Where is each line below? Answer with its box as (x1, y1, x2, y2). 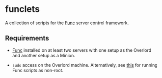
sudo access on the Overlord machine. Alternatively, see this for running (12, 62, 158, 68)
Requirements (5, 34, 49, 42)
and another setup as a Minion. (12, 52, 75, 58)
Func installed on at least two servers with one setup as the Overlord (12, 47, 152, 53)
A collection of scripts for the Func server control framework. (5, 20, 129, 26)
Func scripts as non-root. (12, 67, 64, 73)
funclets (5, 3, 40, 15)
